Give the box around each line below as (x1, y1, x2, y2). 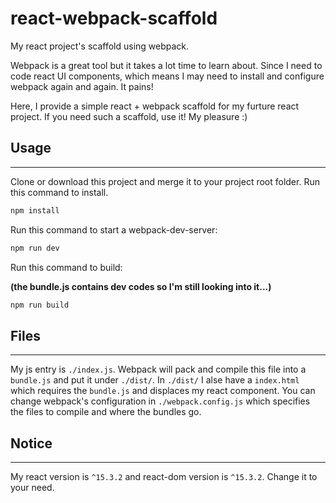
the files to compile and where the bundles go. (10, 406, 202, 418)
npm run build (10, 300, 70, 310)
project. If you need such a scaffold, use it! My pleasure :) (10, 110, 248, 122)
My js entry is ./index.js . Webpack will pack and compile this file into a (10, 363, 307, 376)
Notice (10, 435, 53, 452)
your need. (10, 482, 55, 493)
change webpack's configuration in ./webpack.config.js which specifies (10, 395, 311, 407)
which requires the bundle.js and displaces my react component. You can (10, 385, 316, 397)
